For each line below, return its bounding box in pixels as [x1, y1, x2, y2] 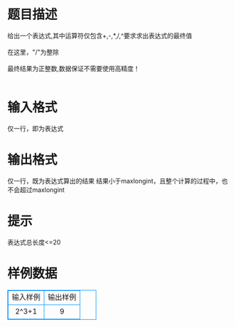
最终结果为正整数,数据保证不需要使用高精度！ [7, 64, 141, 73]
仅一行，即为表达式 [7, 124, 64, 132]
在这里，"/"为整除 [7, 48, 60, 56]
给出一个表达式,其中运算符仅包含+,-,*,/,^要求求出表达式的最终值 [7, 31, 193, 40]
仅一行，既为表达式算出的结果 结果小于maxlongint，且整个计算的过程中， [7, 176, 222, 185]
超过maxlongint [19, 186, 65, 194]
